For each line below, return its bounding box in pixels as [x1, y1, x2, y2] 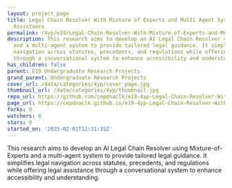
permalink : [7, 29, 39, 36]
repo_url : [7, 94, 36, 101]
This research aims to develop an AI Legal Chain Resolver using [7, 144, 188, 152]
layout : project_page [7, 10, 70, 17]
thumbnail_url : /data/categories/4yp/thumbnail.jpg [7, 87, 159, 94]
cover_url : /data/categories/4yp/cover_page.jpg [7, 81, 150, 87]
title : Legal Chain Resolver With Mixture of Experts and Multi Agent [7, 17, 215, 23]
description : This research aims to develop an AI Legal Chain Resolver [7, 36, 221, 43]
